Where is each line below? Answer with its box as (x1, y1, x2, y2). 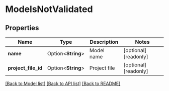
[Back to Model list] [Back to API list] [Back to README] (5, 80, 121, 86)
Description (90, 39, 119, 45)
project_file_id (8, 64, 43, 71)
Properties (5, 24, 39, 32)
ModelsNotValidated (5, 4, 93, 15)
